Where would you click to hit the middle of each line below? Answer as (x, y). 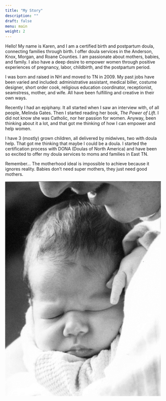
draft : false (19, 21)
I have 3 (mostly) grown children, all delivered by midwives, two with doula (81, 138)
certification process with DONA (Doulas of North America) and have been (81, 149)
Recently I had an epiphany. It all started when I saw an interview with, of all (82, 108)
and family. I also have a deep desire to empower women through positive (80, 62)
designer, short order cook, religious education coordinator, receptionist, (79, 87)
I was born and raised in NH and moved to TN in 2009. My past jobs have (80, 77)
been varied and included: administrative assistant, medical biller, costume (81, 82)
